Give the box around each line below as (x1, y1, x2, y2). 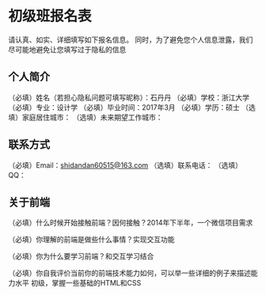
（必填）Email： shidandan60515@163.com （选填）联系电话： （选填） (8, 160, 243, 170)
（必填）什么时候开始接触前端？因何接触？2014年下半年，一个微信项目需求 (8, 218, 253, 228)
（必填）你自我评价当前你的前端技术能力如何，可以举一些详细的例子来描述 (8, 268, 251, 278)
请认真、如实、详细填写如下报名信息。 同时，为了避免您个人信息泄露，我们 (8, 35, 253, 44)
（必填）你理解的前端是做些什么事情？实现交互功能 (8, 235, 175, 244)
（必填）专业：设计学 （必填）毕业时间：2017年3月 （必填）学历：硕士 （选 (8, 102, 256, 112)
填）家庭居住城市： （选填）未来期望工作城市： (8, 112, 163, 122)
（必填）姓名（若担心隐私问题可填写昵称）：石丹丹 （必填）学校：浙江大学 (8, 93, 249, 102)
